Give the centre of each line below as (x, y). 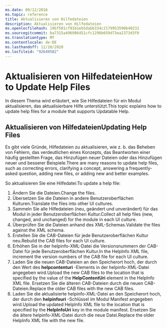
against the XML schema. (38, 230)
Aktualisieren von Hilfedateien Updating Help (76, 127)
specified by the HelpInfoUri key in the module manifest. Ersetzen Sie (84, 310)
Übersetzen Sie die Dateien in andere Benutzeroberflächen (73, 198)
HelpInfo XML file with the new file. (48, 320)
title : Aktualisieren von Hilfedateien (47, 19)
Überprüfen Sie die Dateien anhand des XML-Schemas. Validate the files (86, 225)
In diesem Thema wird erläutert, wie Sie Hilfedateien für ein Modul (73, 101)
